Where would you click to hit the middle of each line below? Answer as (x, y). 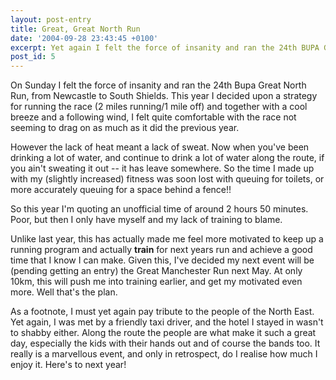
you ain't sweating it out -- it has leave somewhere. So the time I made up (162, 168)
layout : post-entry (51, 19)
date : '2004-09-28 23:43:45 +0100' (84, 38)
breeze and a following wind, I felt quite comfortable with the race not (153, 117)
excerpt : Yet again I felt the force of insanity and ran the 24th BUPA (165, 47)
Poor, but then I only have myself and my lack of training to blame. (146, 220)
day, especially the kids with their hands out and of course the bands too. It (165, 343)
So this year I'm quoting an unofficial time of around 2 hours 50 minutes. (159, 209)
